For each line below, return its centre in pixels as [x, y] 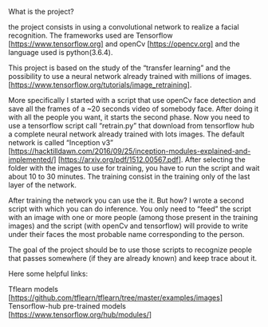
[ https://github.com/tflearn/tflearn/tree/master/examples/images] [116, 297]
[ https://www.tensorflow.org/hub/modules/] [80, 315]
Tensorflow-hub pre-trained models [67, 306]
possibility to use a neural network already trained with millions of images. [130, 76]
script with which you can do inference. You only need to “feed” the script [130, 209]
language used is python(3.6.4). [61, 52]
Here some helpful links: [48, 274]
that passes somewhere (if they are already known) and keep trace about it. [133, 258]
